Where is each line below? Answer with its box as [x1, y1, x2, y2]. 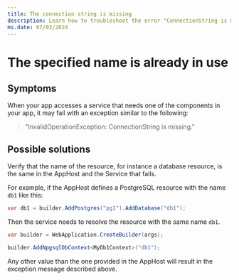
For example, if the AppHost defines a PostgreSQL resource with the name [7, 183, 226, 192]
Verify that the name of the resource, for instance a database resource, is [7, 162, 223, 171]
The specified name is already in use [7, 54, 229, 70]
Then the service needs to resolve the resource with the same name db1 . [7, 217, 221, 226]
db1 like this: [7, 191, 43, 200]
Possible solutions [7, 143, 91, 155]
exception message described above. [7, 264, 117, 273]
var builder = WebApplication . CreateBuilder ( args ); [7, 232, 164, 239]
